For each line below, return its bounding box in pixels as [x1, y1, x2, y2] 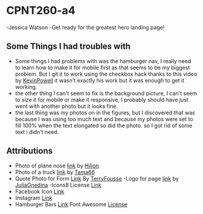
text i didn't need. [15, 128, 59, 135]
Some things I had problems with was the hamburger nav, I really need [15, 57, 191, 64]
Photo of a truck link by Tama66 [15, 168, 95, 176]
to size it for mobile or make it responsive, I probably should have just [15, 96, 189, 103]
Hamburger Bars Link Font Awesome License [15, 201, 128, 208]
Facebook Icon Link [15, 187, 65, 195]
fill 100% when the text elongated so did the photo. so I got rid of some [15, 122, 193, 129]
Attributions [6, 146, 53, 156]
